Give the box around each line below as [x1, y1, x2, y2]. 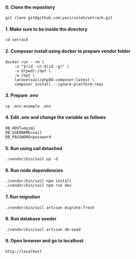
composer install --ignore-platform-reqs [14, 81, 103, 87]
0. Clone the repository [5, 4, 55, 10]
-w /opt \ [14, 73, 36, 78]
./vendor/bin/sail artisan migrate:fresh [5, 205, 95, 210]
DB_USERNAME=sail [5, 130, 42, 135]
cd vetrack [5, 37, 29, 43]
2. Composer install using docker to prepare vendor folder [5, 48, 131, 54]
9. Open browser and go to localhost [5, 238, 84, 244]
